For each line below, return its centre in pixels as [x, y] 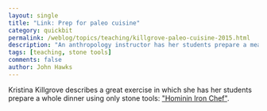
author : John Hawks [41, 67]
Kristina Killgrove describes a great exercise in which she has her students [130, 90]
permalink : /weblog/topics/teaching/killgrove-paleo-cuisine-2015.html [129, 38]
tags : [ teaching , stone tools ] [60, 52]
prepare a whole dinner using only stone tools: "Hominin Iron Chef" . [119, 98]
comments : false [35, 60]
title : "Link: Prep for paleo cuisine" [74, 23]
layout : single [33, 15]
